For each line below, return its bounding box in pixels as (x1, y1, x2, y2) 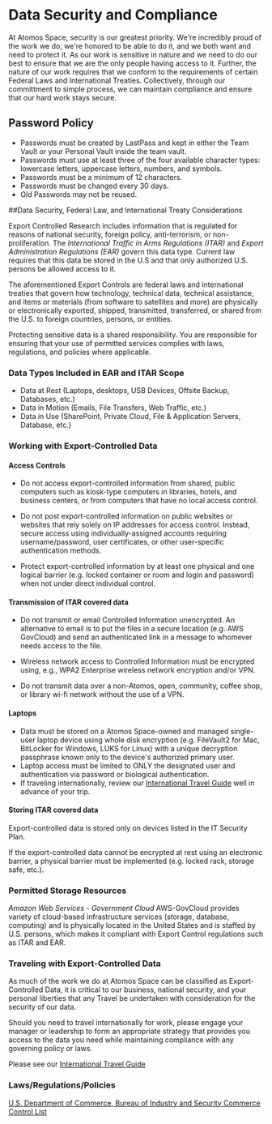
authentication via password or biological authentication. (19, 769, 210, 779)
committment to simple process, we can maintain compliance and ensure (8, 83, 253, 94)
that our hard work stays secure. (8, 92, 117, 102)
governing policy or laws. (8, 1044, 93, 1053)
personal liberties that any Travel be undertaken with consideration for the (8, 994, 256, 1003)
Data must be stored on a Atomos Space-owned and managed (19, 726, 229, 736)
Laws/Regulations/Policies (8, 1079, 116, 1091)
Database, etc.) (19, 420, 72, 430)
